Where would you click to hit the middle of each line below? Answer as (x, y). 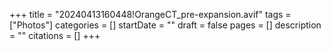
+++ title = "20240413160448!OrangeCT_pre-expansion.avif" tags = (150, 14)
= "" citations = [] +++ (55, 35)
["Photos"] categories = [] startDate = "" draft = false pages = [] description (165, 25)
